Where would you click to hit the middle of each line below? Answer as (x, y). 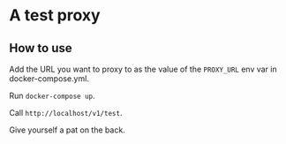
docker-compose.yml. (49, 79)
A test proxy (55, 15)
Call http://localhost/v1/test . (66, 113)
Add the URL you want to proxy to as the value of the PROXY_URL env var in (143, 69)
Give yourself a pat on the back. (67, 130)
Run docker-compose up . (52, 95)
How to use (41, 48)
